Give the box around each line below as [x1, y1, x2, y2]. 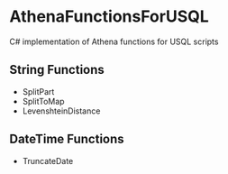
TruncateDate [22, 155, 74, 166]
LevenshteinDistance [22, 105, 101, 116]
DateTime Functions [9, 132, 124, 147]
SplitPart [22, 86, 55, 96]
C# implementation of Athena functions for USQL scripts [9, 36, 219, 47]
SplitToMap [22, 96, 65, 106]
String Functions [9, 62, 105, 78]
